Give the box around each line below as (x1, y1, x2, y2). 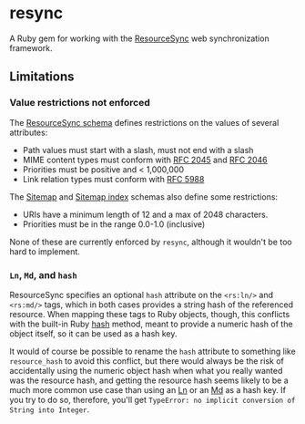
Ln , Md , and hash (9, 268, 77, 281)
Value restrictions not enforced (9, 97, 150, 109)
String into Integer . (9, 404, 90, 415)
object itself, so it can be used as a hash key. (9, 327, 178, 339)
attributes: (9, 127, 48, 138)
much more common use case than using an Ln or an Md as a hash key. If (9, 384, 287, 395)
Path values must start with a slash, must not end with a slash (22, 144, 254, 155)
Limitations (9, 69, 75, 85)
